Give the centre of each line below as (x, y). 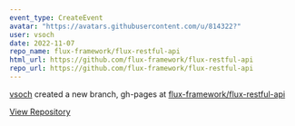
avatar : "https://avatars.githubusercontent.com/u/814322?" (126, 26)
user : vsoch (32, 34)
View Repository (40, 111)
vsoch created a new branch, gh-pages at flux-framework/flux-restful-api (147, 94)
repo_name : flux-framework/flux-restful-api (95, 52)
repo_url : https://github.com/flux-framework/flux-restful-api (132, 69)
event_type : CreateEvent (56, 18)
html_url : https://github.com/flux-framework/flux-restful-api (132, 60)
